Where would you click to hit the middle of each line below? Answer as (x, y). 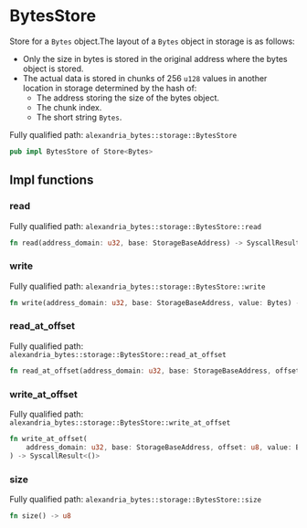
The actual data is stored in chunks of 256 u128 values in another (145, 78)
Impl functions (52, 180)
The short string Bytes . (79, 117)
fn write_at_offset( (49, 439)
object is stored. (53, 69)
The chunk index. (69, 107)
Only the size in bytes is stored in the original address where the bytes (155, 58)
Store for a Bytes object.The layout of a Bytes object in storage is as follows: (152, 41)
